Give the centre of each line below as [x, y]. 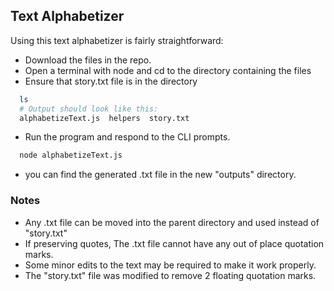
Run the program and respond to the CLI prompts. [127, 137]
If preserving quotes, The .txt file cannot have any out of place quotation [174, 243]
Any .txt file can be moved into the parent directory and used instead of [172, 222]
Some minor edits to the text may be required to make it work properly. [170, 265]
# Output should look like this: [89, 109]
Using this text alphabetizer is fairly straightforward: [117, 40]
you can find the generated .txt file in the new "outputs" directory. [160, 175]
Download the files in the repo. [88, 60]
